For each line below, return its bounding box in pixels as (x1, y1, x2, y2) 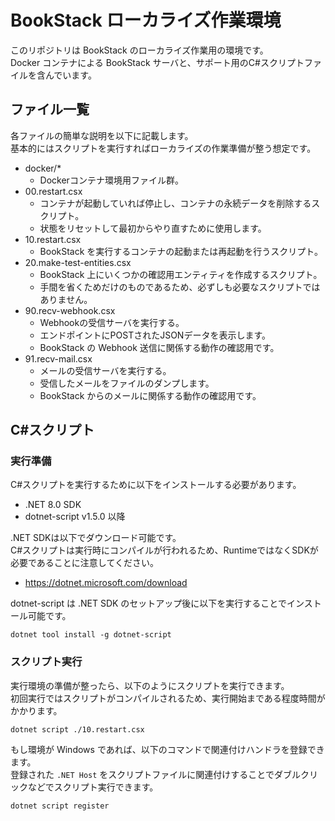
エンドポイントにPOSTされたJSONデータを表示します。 (39, 329, 272, 341)
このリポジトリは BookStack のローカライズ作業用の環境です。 (10, 44, 269, 56)
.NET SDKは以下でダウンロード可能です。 (10, 532, 182, 544)
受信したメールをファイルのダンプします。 (39, 377, 215, 389)
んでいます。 (44, 69, 97, 81)
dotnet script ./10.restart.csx (10, 724, 145, 735)
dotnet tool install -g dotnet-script (10, 630, 172, 640)
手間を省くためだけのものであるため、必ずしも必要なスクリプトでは (39, 281, 321, 293)
